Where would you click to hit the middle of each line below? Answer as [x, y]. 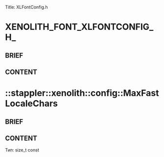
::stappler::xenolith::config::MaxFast [82, 93]
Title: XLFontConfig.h [26, 7]
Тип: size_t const [22, 150]
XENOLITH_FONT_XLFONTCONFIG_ [79, 27]
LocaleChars [31, 104]
